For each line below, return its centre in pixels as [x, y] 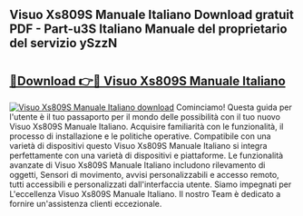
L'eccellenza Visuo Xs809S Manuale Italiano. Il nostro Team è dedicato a [145, 194]
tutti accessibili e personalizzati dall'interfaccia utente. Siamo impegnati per [151, 184]
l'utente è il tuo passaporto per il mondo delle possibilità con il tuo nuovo [145, 117]
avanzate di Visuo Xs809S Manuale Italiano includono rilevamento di [137, 165]
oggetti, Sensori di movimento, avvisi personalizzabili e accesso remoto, [144, 175]
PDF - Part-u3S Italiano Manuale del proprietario [148, 29]
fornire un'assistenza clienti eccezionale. [86, 204]
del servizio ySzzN [64, 43]
